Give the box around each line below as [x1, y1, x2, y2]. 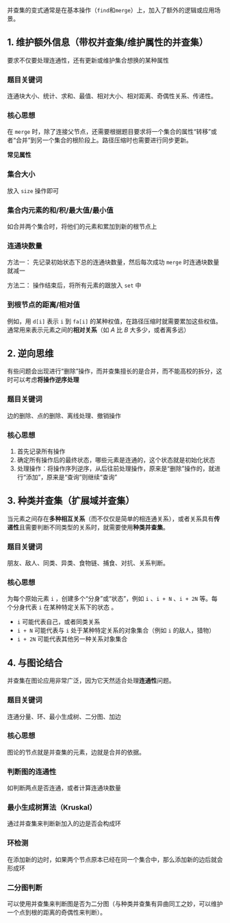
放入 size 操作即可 [7, 186, 60, 194]
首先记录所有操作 [16, 447, 66, 455]
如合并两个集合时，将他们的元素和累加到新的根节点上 [7, 223, 157, 230]
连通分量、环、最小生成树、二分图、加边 [7, 712, 121, 720]
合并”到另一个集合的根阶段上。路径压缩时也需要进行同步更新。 [16, 136, 193, 144]
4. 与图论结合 [7, 657, 63, 668]
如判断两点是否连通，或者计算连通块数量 [7, 784, 121, 792]
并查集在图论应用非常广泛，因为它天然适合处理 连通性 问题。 [7, 676, 175, 685]
